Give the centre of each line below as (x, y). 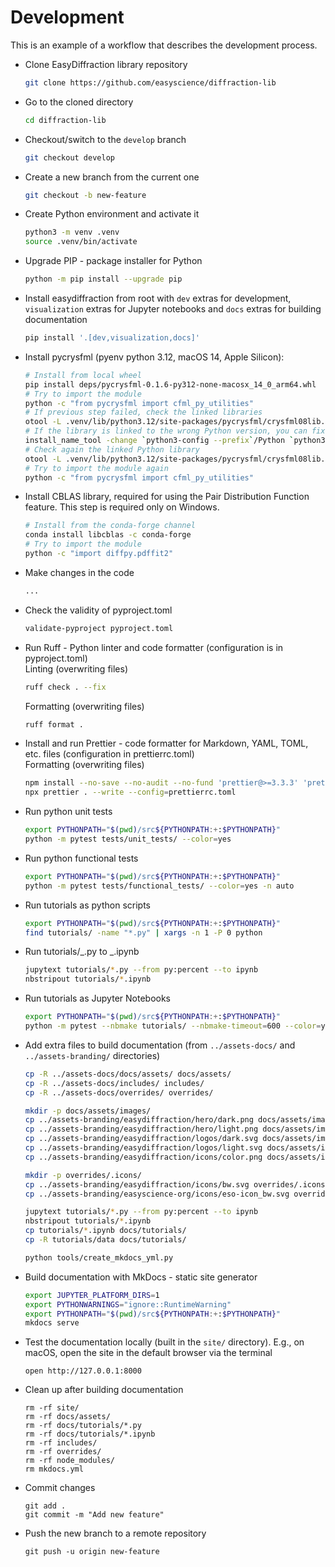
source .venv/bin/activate (81, 242)
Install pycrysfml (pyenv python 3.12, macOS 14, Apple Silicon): (154, 357)
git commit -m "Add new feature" (94, 1515)
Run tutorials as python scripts (87, 905)
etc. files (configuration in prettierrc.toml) (109, 754)
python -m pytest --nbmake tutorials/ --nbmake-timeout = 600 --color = (173, 1026)
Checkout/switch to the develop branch (105, 139)
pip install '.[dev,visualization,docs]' (112, 338)
